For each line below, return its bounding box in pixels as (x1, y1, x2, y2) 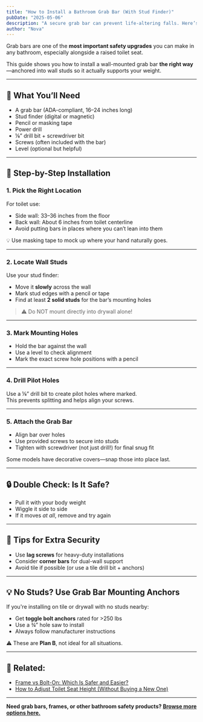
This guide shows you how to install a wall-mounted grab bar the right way (6, 61, 193, 68)
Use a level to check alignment (14, 349, 92, 356)
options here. (6, 709, 41, 717)
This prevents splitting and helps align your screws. (6, 396, 134, 404)
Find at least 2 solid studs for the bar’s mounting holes (14, 296, 152, 304)
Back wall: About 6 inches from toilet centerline (14, 218, 133, 226)
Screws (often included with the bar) (14, 139, 106, 146)
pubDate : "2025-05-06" (6, 15, 63, 21)
